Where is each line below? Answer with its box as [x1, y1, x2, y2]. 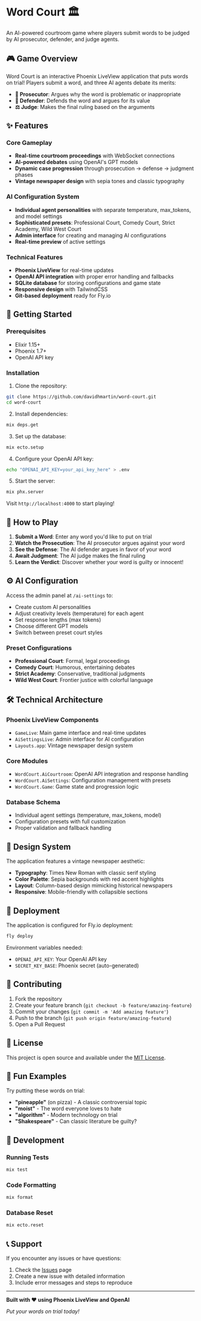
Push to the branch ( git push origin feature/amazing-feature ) [14, 1014, 172, 1022]
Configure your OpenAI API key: [14, 455, 94, 462]
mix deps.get [6, 422, 39, 428]
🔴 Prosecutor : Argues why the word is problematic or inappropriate [14, 90, 181, 98]
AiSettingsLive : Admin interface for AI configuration [14, 735, 145, 743]
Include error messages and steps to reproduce [14, 1279, 133, 1286]
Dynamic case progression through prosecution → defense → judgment [14, 165, 194, 172]
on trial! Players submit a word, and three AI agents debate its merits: [6, 79, 176, 86]
